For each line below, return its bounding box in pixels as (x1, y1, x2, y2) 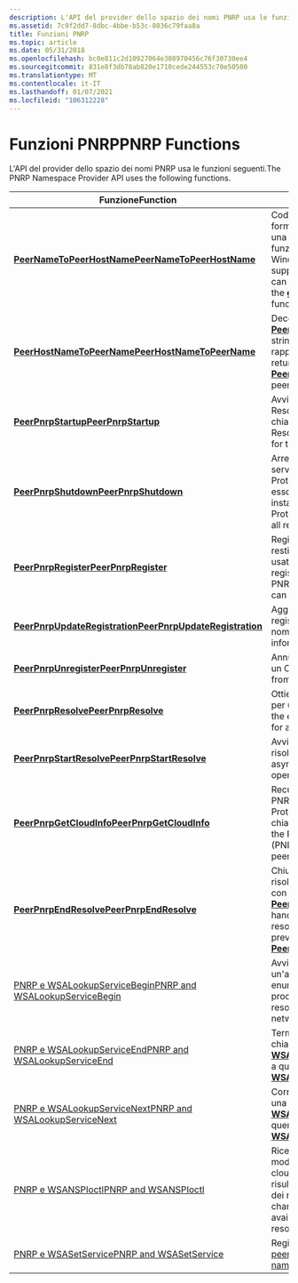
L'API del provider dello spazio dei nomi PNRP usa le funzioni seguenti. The (9, 164, 281, 174)
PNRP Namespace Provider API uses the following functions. (9, 172, 231, 183)
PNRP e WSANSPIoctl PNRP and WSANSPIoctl (13, 1183, 205, 1196)
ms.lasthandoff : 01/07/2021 (9, 87, 114, 96)
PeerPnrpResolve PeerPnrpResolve (13, 704, 164, 717)
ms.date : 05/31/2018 (9, 46, 86, 55)
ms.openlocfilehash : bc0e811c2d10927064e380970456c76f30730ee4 (9, 54, 248, 63)
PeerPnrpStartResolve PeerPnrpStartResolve (13, 752, 207, 765)
